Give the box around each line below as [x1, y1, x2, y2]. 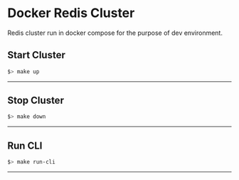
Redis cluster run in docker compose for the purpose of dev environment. [7, 28, 223, 37]
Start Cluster [7, 49, 65, 61]
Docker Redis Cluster [7, 5, 135, 21]
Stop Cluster [7, 95, 64, 107]
